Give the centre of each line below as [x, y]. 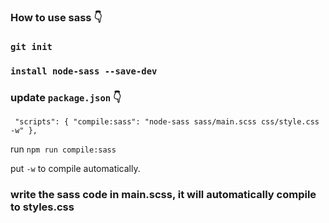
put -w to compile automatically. [75, 169]
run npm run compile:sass [63, 149]
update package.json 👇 [66, 97]
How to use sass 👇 [56, 17]
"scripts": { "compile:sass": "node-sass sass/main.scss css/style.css [167, 122]
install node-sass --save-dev [84, 71]
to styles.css [42, 207]
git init [31, 46]
